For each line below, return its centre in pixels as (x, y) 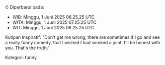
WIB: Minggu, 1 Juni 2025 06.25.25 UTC (53, 17)
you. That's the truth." (27, 48)
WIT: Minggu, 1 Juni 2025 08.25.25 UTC (53, 28)
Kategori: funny (21, 57)
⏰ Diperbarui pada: (25, 7)
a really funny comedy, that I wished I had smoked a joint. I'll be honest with (83, 42)
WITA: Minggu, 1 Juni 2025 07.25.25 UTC (54, 22)
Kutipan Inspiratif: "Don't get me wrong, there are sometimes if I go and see (82, 37)
